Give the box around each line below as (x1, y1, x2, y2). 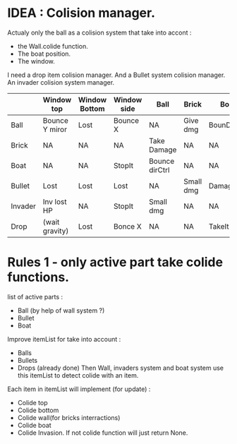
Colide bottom (17, 406, 59, 414)
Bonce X (113, 221, 142, 231)
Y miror (42, 124, 67, 134)
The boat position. (17, 49, 71, 58)
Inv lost (42, 196, 67, 206)
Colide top (17, 398, 48, 407)
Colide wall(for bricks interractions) (17, 413, 121, 421)
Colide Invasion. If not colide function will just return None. (17, 428, 188, 437)
